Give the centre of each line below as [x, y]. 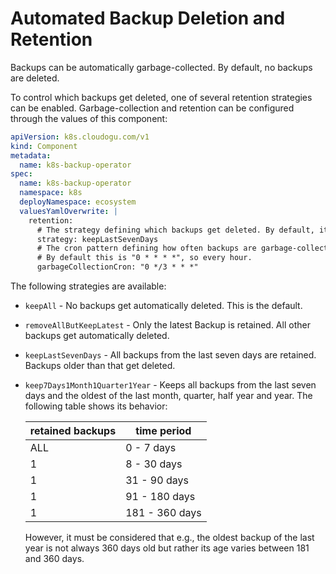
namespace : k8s [51, 193]
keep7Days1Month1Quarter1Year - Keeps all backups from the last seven [170, 385]
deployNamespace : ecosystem [78, 202]
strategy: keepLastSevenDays [97, 239]
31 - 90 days [157, 480]
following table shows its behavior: [96, 406]
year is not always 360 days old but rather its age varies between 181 [167, 548]
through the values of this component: [89, 118]
